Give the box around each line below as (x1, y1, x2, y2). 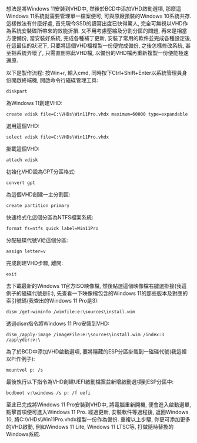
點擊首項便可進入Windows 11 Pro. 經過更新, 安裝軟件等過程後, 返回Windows (6, 409, 189, 415)
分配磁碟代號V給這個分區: (6, 237, 68, 244)
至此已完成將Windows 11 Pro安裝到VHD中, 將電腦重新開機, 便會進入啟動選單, (6, 401, 191, 408)
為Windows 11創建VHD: (6, 100, 63, 106)
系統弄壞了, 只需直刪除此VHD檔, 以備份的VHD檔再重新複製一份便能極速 (16, 50, 189, 56)
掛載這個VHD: (6, 145, 40, 152)
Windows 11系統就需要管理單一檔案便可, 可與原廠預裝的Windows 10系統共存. (6, 12, 192, 19)
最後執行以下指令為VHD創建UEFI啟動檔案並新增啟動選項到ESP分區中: (6, 378, 174, 385)
